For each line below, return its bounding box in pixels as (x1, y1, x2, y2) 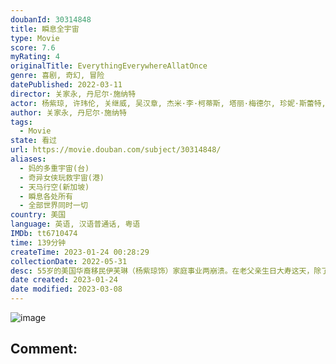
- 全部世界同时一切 (19, 201, 88, 211)
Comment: (10, 341, 78, 358)
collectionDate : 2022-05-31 (10, 256, 128, 266)
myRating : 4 (10, 52, 60, 62)
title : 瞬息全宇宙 (10, 24, 80, 34)
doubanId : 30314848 (10, 14, 92, 25)
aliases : (10, 154, 47, 164)
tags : (10, 117, 33, 127)
